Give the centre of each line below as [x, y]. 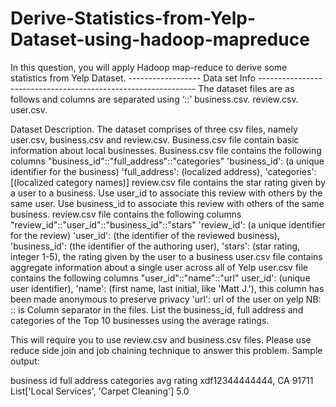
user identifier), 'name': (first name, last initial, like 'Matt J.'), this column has [167, 288]
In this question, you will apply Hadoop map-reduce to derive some [149, 67]
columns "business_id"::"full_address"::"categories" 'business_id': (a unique [167, 161]
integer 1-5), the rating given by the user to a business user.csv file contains [166, 256]
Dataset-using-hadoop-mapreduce [160, 39]
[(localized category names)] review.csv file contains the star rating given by [168, 182]
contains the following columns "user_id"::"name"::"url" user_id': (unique [160, 278]
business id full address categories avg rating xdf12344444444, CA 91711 [162, 380]
